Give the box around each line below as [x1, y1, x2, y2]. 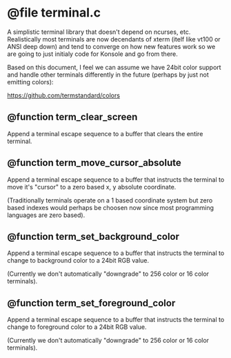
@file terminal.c [7, 5, 101, 21]
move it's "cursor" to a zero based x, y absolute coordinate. [7, 182, 177, 191]
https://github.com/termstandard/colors [7, 91, 121, 100]
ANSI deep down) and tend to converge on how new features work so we [7, 42, 216, 50]
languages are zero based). [7, 211, 86, 219]
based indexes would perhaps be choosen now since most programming [7, 203, 214, 211]
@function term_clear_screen [7, 111, 138, 123]
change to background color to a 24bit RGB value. [7, 256, 150, 265]
